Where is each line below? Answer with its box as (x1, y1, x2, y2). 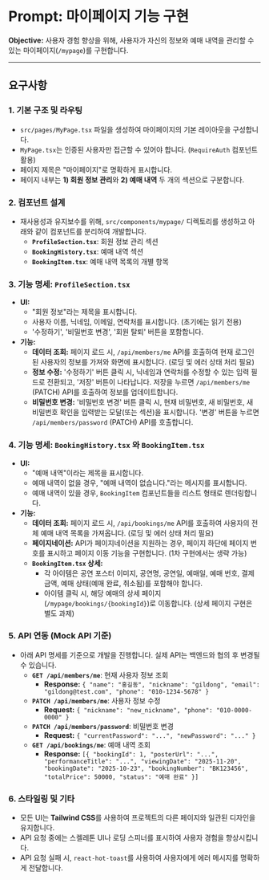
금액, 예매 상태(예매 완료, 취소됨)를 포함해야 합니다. (43, 578, 203, 588)
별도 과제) (43, 608, 74, 618)
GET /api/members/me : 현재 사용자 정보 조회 (31, 670, 169, 679)
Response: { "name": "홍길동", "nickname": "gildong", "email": (43, 679, 260, 689)
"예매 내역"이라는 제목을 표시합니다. (31, 467, 144, 478)
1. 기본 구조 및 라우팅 (8, 105, 82, 116)
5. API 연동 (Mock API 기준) (8, 630, 112, 642)
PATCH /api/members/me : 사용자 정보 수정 (31, 695, 161, 705)
